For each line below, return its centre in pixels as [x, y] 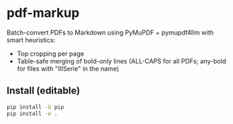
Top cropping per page [50, 54]
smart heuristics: [31, 39]
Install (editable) [44, 91]
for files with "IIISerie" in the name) [68, 68]
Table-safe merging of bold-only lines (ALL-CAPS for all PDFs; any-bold [121, 61]
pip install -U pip [35, 107]
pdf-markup [43, 13]
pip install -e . [32, 113]
